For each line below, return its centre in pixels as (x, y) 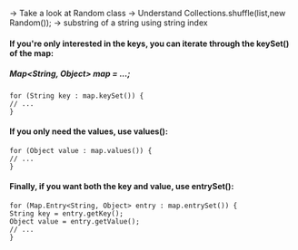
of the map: (32, 53)
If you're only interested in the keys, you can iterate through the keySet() (149, 43)
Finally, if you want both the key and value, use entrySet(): (122, 187)
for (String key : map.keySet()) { (77, 96)
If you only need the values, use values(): (89, 131)
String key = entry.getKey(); (67, 213)
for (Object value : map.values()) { (81, 150)
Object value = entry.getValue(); (75, 221)
